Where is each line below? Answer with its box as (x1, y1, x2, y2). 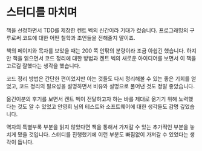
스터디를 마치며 (6, 5, 77, 19)
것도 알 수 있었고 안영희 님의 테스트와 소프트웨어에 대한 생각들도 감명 (17, 103, 179, 110)
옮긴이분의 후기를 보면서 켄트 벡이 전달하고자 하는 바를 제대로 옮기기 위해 (6, 95, 177, 103)
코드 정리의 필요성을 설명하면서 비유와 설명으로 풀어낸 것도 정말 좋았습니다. (19, 82, 195, 89)
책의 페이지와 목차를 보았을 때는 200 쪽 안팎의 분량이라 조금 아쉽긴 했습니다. (6, 47, 186, 54)
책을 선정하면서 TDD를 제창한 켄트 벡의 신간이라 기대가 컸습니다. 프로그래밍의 (6, 27, 189, 34)
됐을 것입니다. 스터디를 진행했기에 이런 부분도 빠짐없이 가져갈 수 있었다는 (17, 130, 189, 138)
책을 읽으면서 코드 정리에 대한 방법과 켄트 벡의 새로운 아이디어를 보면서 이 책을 (12, 54, 197, 62)
